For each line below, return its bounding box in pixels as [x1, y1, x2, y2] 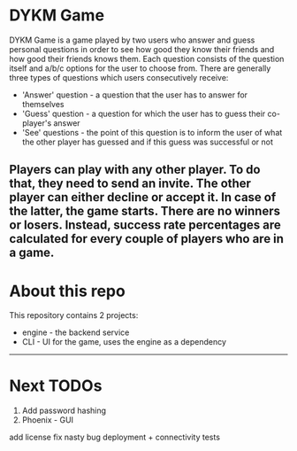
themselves [21, 98, 65, 109]
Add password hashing [21, 405, 107, 416]
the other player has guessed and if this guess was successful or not [21, 136, 274, 147]
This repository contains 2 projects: [9, 310, 139, 321]
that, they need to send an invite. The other [9, 176, 252, 191]
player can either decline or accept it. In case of [9, 190, 277, 205]
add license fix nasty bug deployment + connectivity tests [9, 432, 221, 443]
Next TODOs [9, 376, 103, 396]
